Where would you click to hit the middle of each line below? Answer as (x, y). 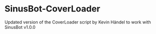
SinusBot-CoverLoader (53, 9)
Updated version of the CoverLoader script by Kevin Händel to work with (78, 22)
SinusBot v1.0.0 (20, 27)
